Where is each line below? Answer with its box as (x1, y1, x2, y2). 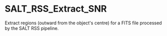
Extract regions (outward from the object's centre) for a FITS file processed (5, 20, 162, 26)
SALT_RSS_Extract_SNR (5, 3, 107, 15)
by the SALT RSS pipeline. (5, 25, 59, 31)
